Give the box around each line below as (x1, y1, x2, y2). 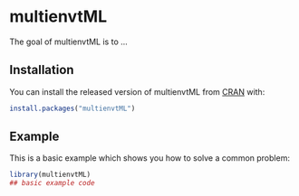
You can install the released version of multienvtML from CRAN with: (9, 86, 265, 97)
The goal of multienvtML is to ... (9, 36, 129, 47)
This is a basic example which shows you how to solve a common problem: (9, 153, 290, 163)
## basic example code (9, 179, 95, 188)
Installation (9, 62, 74, 78)
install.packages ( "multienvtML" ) (9, 104, 136, 113)
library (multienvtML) (9, 170, 92, 180)
